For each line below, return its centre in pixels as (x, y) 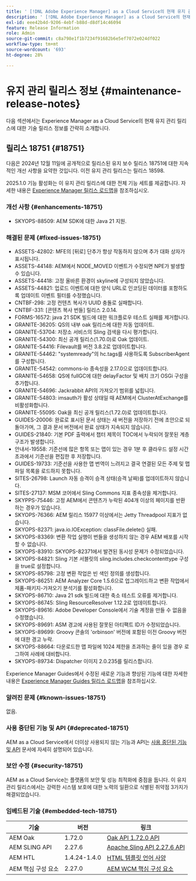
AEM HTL (22, 858)
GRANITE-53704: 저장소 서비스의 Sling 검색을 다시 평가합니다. (86, 332)
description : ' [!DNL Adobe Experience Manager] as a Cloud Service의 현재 (98, 17)
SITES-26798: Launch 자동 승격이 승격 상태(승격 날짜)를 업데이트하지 (94, 478)
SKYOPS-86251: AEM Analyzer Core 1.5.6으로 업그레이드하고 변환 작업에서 (102, 581)
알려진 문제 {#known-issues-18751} (56, 697)
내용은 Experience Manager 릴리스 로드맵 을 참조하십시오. (83, 190)
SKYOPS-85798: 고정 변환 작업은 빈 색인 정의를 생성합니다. (82, 573)
